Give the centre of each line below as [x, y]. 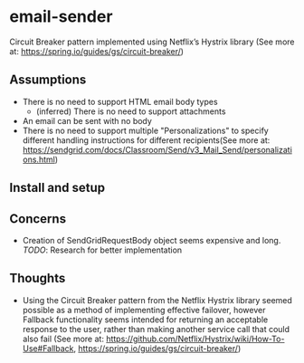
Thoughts [38, 278]
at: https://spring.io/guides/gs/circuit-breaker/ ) [96, 51]
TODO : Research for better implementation [102, 250]
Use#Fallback [48, 348]
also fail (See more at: [63, 339]
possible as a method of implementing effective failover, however [144, 310]
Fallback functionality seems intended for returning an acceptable [145, 320]
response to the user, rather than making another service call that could [156, 329]
